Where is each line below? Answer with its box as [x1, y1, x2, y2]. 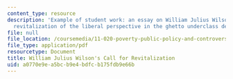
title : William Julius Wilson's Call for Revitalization [7, 55, 175, 62]
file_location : [7, 36, 51, 43]
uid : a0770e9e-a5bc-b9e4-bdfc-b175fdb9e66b [7, 61, 135, 68]
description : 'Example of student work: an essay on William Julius [7, 16, 209, 23]
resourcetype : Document [7, 49, 76, 56]
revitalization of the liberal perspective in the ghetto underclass [13, 23, 218, 30]
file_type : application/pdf [7, 42, 89, 49]
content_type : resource [7, 10, 76, 17]
